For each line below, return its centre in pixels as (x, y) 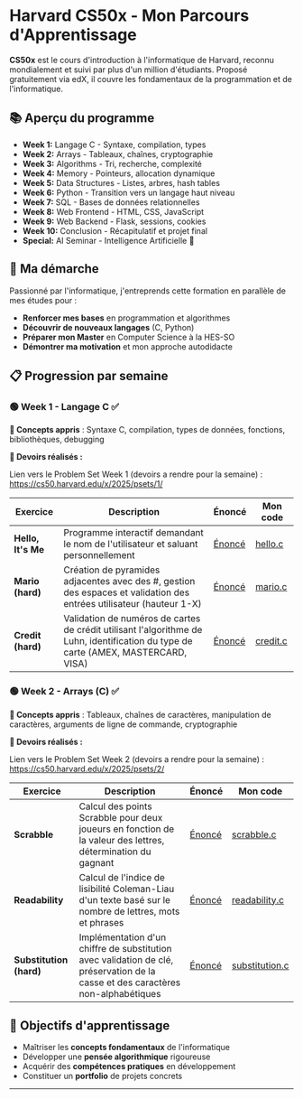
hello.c (270, 545)
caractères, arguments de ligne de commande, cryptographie (124, 724)
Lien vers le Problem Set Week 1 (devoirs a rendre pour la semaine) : (136, 474)
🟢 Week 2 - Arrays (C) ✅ (64, 692)
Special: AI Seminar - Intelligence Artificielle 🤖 (108, 240)
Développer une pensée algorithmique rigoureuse (116, 1057)
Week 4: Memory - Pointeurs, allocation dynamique (119, 173)
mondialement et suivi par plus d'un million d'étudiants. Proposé (129, 70)
